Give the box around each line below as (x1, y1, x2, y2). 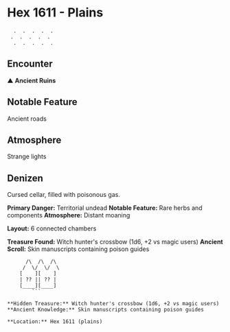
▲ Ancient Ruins (7, 76, 56, 84)
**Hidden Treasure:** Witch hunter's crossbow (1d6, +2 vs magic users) (7, 300, 220, 307)
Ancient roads (7, 115, 47, 123)
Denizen (7, 172, 43, 184)
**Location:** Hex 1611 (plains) (7, 318, 103, 325)
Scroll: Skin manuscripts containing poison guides (7, 245, 150, 253)
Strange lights (7, 152, 47, 161)
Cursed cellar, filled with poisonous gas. (7, 191, 120, 199)
